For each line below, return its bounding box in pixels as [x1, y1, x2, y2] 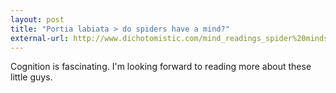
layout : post [10, 14, 65, 25]
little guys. [10, 71, 53, 83]
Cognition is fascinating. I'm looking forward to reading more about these [10, 61, 312, 73]
